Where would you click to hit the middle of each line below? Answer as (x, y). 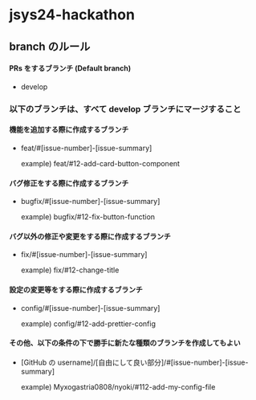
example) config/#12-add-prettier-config (88, 324)
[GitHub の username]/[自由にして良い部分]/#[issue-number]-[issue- (134, 362)
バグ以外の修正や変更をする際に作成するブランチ (90, 236)
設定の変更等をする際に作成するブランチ (76, 289)
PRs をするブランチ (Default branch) (70, 68)
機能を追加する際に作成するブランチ (69, 129)
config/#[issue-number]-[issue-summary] (90, 308)
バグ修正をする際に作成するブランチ (69, 183)
